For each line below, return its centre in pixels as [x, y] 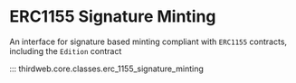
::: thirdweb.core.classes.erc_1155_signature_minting [106, 69]
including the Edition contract [66, 51]
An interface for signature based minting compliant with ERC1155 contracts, [148, 41]
